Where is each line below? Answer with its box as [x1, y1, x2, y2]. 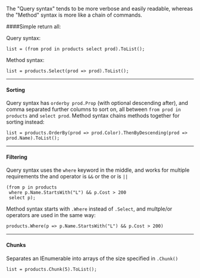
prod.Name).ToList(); [6, 135, 60, 141]
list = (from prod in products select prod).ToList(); [6, 46, 145, 52]
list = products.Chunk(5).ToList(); [6, 266, 97, 272]
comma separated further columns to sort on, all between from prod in [6, 106, 182, 113]
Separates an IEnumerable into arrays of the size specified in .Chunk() [6, 255, 179, 262]
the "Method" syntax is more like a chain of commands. [6, 11, 143, 18]
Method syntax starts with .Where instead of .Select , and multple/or [6, 205, 173, 212]
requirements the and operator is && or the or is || [6, 173, 129, 180]
